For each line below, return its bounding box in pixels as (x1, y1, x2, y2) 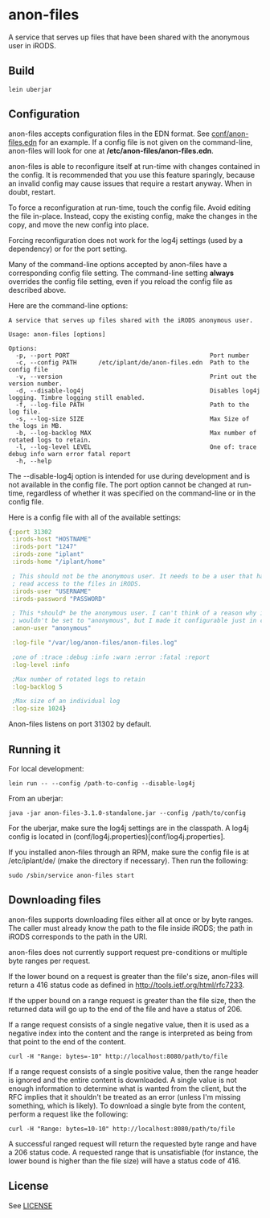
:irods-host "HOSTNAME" (11, 535, 92, 544)
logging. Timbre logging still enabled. (8, 393, 146, 401)
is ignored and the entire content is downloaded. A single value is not (8, 1075, 237, 1084)
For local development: (8, 764, 84, 773)
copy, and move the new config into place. (8, 220, 149, 229)
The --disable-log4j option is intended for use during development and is (8, 471, 251, 480)
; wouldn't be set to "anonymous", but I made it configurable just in (11, 617, 257, 625)
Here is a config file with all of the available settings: (8, 512, 182, 522)
